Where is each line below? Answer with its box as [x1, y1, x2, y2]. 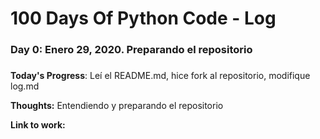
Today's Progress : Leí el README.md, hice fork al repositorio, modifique [10, 70, 311, 82]
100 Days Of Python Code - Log [10, 7, 277, 30]
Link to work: [10, 119, 66, 131]
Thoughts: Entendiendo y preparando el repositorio [10, 100, 224, 112]
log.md [10, 80, 40, 92]
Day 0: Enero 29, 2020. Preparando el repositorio [10, 43, 253, 57]
